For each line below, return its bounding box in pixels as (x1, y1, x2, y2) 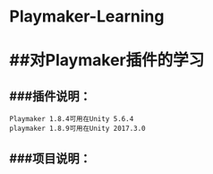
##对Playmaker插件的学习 (9, 50, 205, 71)
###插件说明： (9, 88, 91, 104)
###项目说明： (9, 151, 91, 166)
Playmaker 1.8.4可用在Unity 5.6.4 (9, 115, 134, 124)
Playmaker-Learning (9, 6, 165, 27)
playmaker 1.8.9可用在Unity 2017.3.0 (9, 124, 146, 134)
